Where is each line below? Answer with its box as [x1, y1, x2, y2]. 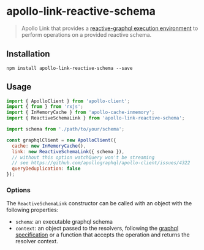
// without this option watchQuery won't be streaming [12, 154, 155, 161]
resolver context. [15, 238, 58, 245]
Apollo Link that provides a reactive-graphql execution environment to [21, 25, 198, 32]
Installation [6, 49, 50, 59]
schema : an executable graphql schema [15, 218, 113, 225]
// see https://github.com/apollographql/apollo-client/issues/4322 [12, 160, 191, 166]
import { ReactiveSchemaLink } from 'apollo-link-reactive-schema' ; [6, 115, 185, 121]
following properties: [6, 206, 59, 214]
